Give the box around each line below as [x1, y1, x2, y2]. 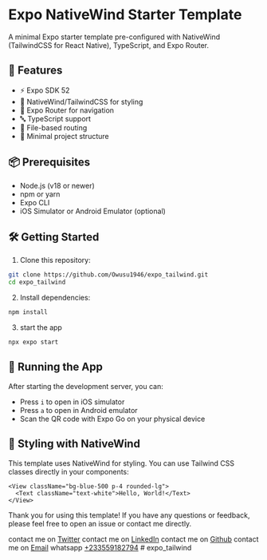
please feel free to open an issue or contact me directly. [8, 518, 192, 528]
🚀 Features [8, 64, 63, 77]
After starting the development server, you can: [8, 381, 163, 391]
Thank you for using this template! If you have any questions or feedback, [8, 510, 250, 520]
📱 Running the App [8, 360, 104, 374]
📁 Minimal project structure [19, 131, 109, 141]
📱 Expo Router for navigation [19, 105, 114, 115]
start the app [19, 323, 62, 332]
